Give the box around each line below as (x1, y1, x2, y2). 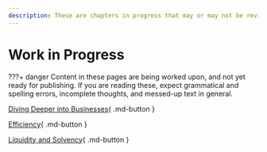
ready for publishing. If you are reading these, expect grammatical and (8, 80, 239, 89)
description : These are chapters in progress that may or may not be (8, 11, 244, 20)
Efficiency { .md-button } (8, 120, 87, 129)
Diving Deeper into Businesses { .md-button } (8, 104, 156, 113)
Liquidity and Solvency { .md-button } (8, 135, 130, 144)
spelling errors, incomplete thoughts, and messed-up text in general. (8, 89, 233, 98)
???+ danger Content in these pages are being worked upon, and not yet (8, 72, 246, 82)
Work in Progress (8, 45, 125, 63)
